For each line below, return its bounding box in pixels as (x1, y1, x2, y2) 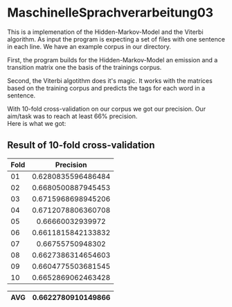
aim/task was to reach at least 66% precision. (7, 112, 138, 120)
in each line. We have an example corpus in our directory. (7, 42, 172, 50)
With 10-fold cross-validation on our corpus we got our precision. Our (7, 104, 206, 113)
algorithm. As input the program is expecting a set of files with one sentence (7, 35, 225, 43)
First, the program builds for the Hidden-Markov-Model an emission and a (7, 55, 218, 64)
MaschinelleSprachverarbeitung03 (7, 5, 213, 21)
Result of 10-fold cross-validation (7, 140, 155, 151)
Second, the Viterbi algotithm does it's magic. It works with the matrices (7, 76, 213, 84)
